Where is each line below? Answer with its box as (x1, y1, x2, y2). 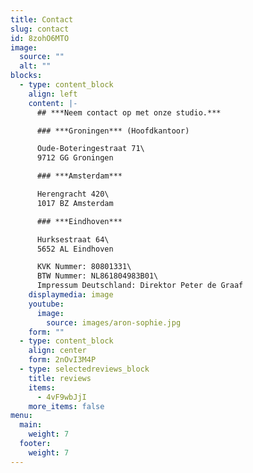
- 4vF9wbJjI (36, 392, 87, 402)
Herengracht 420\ (36, 189, 110, 199)
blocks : (10, 71, 43, 81)
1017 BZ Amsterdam (36, 198, 114, 208)
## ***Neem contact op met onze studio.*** (36, 107, 222, 118)
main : (19, 420, 43, 430)
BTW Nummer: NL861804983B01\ (36, 271, 159, 281)
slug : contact (10, 24, 70, 34)
